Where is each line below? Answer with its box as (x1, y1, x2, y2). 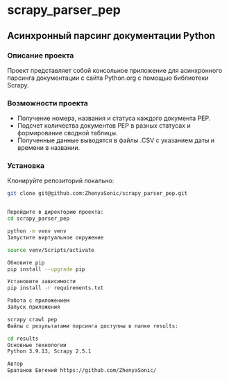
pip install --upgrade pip (7, 266, 85, 273)
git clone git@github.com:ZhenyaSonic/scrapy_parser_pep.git (7, 190, 188, 197)
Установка (7, 161, 45, 171)
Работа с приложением (7, 297, 70, 304)
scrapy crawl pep (7, 316, 58, 323)
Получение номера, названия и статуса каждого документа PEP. (17, 114, 211, 123)
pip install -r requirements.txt (7, 285, 104, 291)
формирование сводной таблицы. (17, 129, 118, 137)
